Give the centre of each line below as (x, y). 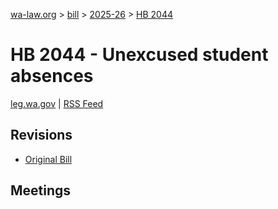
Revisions (41, 135)
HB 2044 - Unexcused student (139, 55)
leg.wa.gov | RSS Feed (57, 103)
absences (52, 76)
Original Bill (48, 159)
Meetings (41, 190)
